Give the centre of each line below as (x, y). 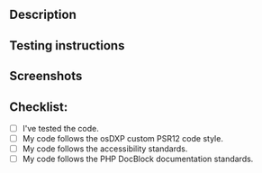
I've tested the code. (60, 128)
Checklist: (39, 107)
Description (43, 15)
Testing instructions (67, 46)
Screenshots (46, 76)
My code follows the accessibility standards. (105, 149)
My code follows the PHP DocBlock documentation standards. (138, 159)
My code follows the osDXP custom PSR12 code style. (122, 139)
